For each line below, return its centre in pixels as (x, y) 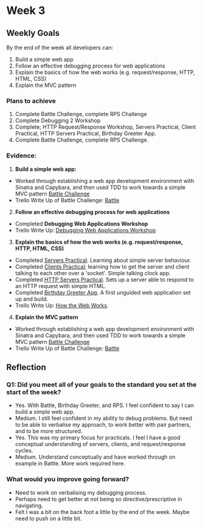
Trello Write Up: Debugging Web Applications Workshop (85, 230)
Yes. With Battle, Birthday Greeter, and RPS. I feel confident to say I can (105, 405)
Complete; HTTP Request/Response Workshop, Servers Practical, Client (105, 127)
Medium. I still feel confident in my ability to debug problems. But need (104, 418)
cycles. (24, 451)
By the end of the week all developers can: (60, 47)
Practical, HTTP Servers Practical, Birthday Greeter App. (86, 134)
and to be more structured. (49, 431)
